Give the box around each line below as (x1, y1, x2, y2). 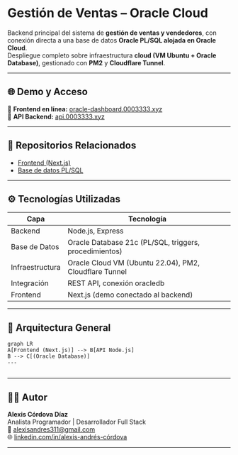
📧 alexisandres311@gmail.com (7, 425, 96, 434)
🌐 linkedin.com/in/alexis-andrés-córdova (7, 433, 127, 441)
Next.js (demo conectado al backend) (67, 290, 193, 300)
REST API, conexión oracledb (67, 278, 165, 288)
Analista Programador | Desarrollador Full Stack (7, 417, 147, 426)
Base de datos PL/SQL (17, 165, 84, 175)
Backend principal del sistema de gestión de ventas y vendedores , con (7, 28, 217, 37)
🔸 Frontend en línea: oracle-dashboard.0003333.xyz (7, 104, 163, 113)
